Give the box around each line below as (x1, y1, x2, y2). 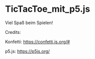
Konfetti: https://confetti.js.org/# (5, 38, 70, 45)
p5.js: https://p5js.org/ (5, 48, 50, 54)
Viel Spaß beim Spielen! (5, 20, 53, 26)
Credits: (5, 29, 21, 35)
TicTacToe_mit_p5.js (5, 3, 91, 15)
